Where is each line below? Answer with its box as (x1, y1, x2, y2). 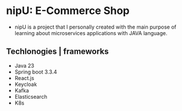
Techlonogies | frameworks (6, 47, 109, 57)
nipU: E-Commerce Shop (6, 4, 130, 18)
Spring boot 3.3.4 (14, 68, 58, 75)
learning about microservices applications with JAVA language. (14, 29, 167, 36)
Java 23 (14, 62, 35, 69)
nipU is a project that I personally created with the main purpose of (14, 23, 177, 30)
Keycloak (14, 81, 37, 88)
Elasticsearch (14, 93, 48, 100)
